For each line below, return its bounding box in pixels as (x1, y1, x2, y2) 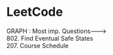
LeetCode (6, 4, 63, 20)
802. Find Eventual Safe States (6, 34, 94, 42)
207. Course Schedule (6, 41, 69, 49)
